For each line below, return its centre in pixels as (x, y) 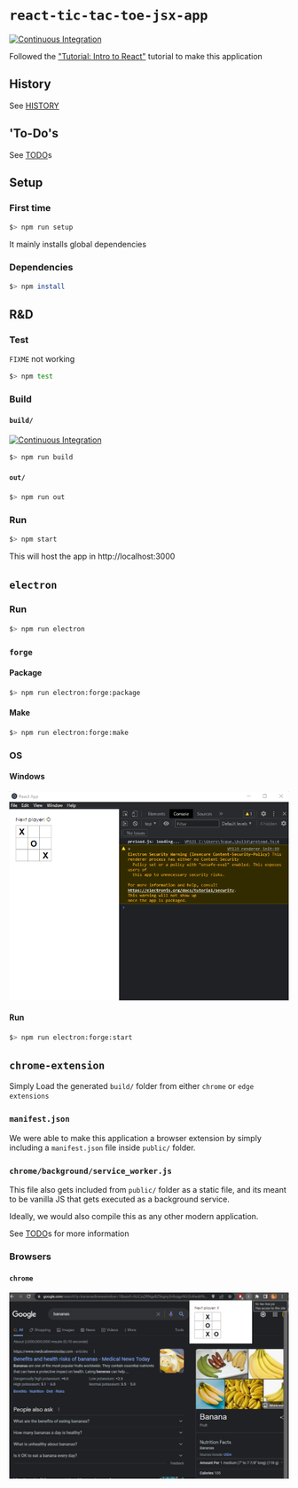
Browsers (30, 1257)
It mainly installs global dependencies (78, 245)
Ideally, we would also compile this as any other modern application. (134, 1217)
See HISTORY (34, 106)
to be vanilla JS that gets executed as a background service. (120, 1199)
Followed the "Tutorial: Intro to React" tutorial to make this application (136, 56)
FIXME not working (42, 358)
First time (30, 208)
